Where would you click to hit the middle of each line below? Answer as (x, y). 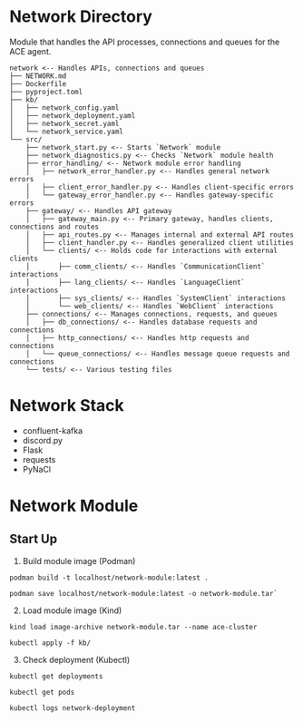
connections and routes (54, 227)
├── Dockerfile (38, 83)
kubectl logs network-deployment (73, 708)
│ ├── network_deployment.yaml (73, 115)
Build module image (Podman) (79, 561)
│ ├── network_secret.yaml (64, 123)
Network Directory (81, 17)
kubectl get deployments (56, 676)
